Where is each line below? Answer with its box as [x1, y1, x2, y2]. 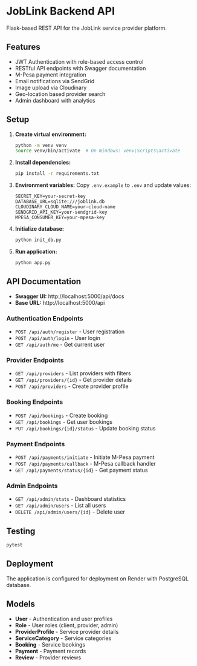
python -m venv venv [15, 142, 67, 148]
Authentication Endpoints [6, 314, 83, 322]
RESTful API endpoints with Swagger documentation [15, 64, 146, 72]
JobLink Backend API [6, 4, 115, 18]
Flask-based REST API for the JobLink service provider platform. [6, 24, 167, 32]
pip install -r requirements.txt [15, 171, 100, 177]
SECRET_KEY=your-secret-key [15, 193, 86, 200]
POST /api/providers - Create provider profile [15, 382, 129, 390]
